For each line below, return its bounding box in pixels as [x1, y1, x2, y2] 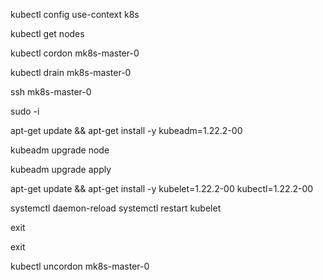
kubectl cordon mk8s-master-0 [10, 47, 140, 59]
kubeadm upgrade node [10, 144, 110, 156]
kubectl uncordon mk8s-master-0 [10, 260, 150, 272]
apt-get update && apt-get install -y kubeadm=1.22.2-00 [10, 125, 243, 136]
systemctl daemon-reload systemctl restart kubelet [10, 202, 222, 214]
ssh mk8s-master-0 [10, 86, 92, 98]
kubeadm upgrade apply [10, 164, 112, 175]
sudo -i [10, 105, 40, 117]
